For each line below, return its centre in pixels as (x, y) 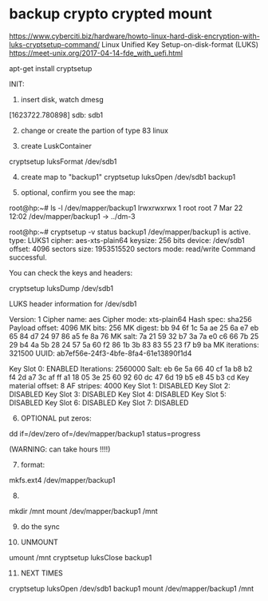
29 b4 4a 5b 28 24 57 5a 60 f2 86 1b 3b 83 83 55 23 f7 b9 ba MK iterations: (134, 344)
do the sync (40, 526)
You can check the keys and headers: (71, 273)
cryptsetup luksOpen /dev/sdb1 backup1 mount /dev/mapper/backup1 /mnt (132, 588)
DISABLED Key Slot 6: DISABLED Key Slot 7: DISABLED (99, 402)
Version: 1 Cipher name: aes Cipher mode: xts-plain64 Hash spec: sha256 (130, 319)
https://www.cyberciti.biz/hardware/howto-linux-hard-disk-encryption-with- (134, 36)
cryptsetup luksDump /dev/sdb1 (61, 288)
